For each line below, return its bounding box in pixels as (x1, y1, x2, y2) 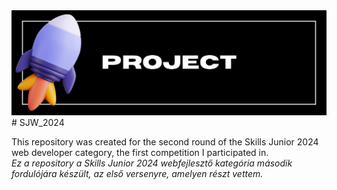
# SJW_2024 (11, 116, 65, 128)
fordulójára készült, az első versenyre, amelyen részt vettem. (11, 167, 264, 179)
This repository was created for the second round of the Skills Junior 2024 (11, 135, 319, 148)
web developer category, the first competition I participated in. (11, 146, 269, 158)
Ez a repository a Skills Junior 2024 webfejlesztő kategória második (11, 157, 293, 169)
